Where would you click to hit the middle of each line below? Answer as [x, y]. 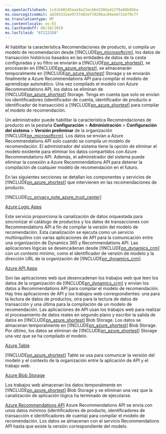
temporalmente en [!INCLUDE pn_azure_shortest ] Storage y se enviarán [78, 73]
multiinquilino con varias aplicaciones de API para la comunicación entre [79, 237]
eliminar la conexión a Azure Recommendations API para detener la [74, 162]
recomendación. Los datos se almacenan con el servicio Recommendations [82, 421]
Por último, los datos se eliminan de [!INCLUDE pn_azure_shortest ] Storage [81, 330]
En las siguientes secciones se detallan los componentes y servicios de [78, 177]
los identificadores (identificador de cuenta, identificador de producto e [78, 100]
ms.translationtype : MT [30, 19]
